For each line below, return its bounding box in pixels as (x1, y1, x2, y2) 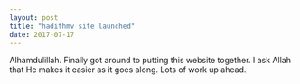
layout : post (9, 13, 59, 23)
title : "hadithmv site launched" (9, 22, 136, 31)
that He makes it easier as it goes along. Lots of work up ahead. (9, 64, 247, 75)
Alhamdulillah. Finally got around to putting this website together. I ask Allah (9, 55, 292, 66)
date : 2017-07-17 (9, 30, 75, 39)
